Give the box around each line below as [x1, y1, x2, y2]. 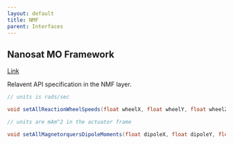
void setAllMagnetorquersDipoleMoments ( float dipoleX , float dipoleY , [7, 130, 216, 138]
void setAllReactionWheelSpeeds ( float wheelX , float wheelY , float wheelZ [7, 106, 228, 113]
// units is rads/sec [7, 94, 70, 101]
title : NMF [7, 17, 39, 23]
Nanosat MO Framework [7, 48, 114, 60]
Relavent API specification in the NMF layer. [7, 80, 132, 88]
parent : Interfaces [7, 23, 64, 30]
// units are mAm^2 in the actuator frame [7, 118, 132, 125]
